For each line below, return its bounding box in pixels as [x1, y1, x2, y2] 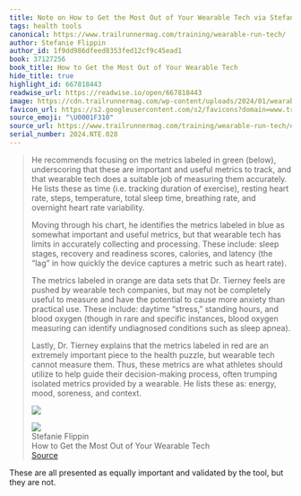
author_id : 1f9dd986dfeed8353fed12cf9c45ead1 [9, 47, 182, 56]
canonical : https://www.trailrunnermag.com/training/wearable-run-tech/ [9, 30, 287, 39]
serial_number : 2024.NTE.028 [9, 130, 118, 139]
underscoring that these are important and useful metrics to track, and [30, 163, 292, 175]
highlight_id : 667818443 [9, 80, 102, 89]
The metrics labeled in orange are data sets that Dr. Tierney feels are [30, 274, 286, 285]
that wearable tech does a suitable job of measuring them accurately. [30, 173, 288, 184]
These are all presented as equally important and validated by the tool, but [9, 467, 284, 478]
